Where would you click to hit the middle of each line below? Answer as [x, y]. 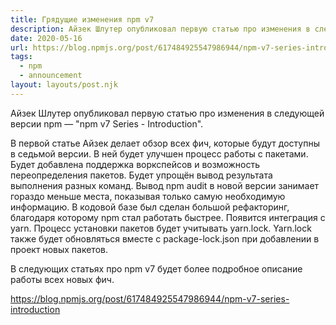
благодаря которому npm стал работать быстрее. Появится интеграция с [168, 217]
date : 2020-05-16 [46, 38]
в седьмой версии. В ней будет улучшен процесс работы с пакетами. [159, 153]
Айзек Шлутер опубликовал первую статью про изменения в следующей [167, 113]
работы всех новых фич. [62, 279]
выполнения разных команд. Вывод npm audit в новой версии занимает [165, 185]
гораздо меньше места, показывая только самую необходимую [148, 196]
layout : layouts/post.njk [64, 85]
